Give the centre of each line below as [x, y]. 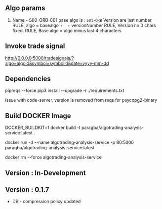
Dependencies [28, 79]
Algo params [25, 8]
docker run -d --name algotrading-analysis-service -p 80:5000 [70, 142]
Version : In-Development [45, 173]
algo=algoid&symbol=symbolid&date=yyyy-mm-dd [57, 63]
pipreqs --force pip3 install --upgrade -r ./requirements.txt [65, 90]
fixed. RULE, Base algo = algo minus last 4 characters [67, 30]
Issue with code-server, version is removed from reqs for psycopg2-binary [81, 100]
